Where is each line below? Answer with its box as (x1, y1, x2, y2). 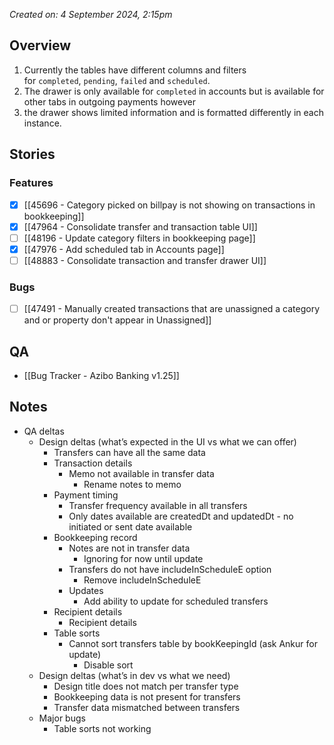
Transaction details (53, 457, 133, 469)
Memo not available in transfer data (68, 467, 215, 479)
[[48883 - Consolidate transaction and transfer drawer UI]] (23, 254, 267, 266)
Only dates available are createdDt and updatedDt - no (68, 510, 294, 522)
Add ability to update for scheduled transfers (83, 595, 269, 607)
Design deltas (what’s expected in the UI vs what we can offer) (38, 435, 297, 448)
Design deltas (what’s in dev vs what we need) (38, 669, 231, 681)
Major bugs (38, 712, 86, 724)
